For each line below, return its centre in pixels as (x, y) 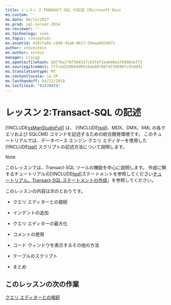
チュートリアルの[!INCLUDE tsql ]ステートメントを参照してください (83, 174)
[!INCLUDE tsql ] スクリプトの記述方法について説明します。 (66, 147)
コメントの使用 (28, 234)
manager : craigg (22, 57)
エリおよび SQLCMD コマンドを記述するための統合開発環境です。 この (79, 134)
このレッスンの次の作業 (42, 284)
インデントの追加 (31, 212)
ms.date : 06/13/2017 (27, 19)
